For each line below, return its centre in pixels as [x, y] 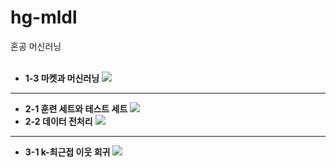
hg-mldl [44, 17]
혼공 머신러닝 [36, 46]
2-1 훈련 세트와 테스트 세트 [76, 108]
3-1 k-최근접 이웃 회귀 [67, 152]
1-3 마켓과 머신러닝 [62, 78]
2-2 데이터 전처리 [58, 121]
